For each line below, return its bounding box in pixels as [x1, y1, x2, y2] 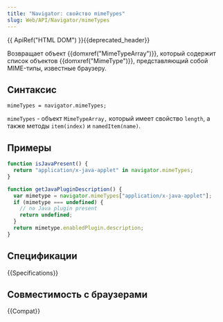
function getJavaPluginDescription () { [7, 185, 123, 193]
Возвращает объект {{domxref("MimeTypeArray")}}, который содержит [7, 49, 216, 58]
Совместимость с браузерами [7, 289, 148, 300]
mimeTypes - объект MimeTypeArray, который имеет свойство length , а [7, 115, 211, 123]
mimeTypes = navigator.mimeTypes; [7, 102, 107, 110]
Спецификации [7, 251, 78, 262]
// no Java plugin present [19, 205, 98, 212]
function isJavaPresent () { [7, 160, 89, 167]
